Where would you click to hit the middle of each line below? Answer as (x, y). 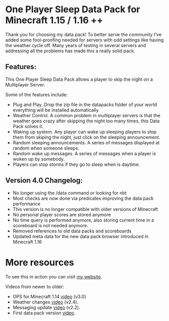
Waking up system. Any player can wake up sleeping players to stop (85, 132)
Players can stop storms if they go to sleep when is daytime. (76, 164)
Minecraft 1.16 (27, 242)
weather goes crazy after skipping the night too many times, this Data (86, 121)
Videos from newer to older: (35, 286)
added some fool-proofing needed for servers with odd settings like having (84, 40)
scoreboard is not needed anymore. (50, 225)
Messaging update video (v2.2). (46, 307)
